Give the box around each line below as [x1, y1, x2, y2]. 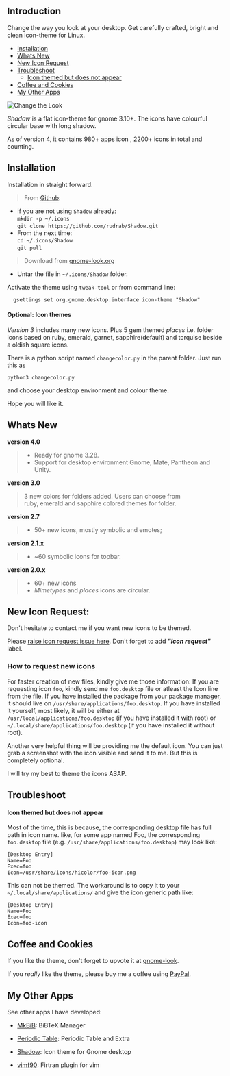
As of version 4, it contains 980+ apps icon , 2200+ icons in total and [7, 135, 203, 143]
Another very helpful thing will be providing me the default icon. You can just [7, 741, 224, 749]
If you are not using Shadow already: [16, 207, 116, 215]
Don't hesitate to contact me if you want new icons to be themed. [7, 624, 192, 632]
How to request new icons [7, 662, 96, 671]
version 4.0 [7, 438, 41, 446]
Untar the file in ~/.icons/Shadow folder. [16, 270, 128, 278]
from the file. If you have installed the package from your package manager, [7, 692, 221, 700]
